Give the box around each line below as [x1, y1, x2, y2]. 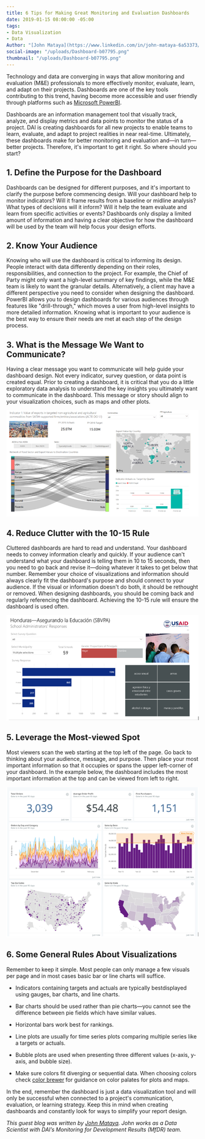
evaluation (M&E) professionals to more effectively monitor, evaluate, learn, [6, 79, 195, 86]
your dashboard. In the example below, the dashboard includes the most [6, 768, 188, 775]
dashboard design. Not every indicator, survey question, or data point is [6, 372, 187, 379]
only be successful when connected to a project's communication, [6, 1094, 174, 1102]
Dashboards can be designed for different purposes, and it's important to [6, 184, 190, 191]
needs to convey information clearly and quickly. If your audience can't [6, 551, 185, 558]
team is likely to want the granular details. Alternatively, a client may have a [6, 282, 195, 290]
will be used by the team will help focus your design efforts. [6, 222, 157, 230]
